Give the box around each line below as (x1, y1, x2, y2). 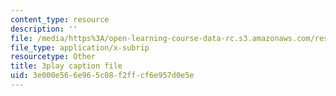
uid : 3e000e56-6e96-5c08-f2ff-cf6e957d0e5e (10, 71, 195, 81)
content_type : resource (10, 14, 110, 25)
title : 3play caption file (10, 61, 123, 71)
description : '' (10, 24, 78, 34)
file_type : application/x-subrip (10, 42, 150, 53)
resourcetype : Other (10, 52, 97, 62)
